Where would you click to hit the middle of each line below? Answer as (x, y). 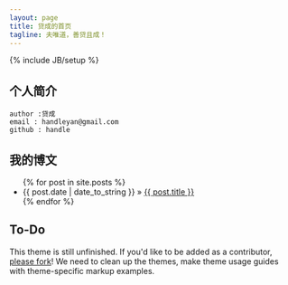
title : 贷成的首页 (41, 26)
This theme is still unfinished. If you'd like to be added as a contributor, (141, 252)
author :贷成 (33, 114)
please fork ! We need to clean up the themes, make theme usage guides (144, 261)
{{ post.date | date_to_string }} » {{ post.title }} (108, 192)
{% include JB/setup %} (54, 61)
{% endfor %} (48, 201)
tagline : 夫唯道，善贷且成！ (58, 34)
